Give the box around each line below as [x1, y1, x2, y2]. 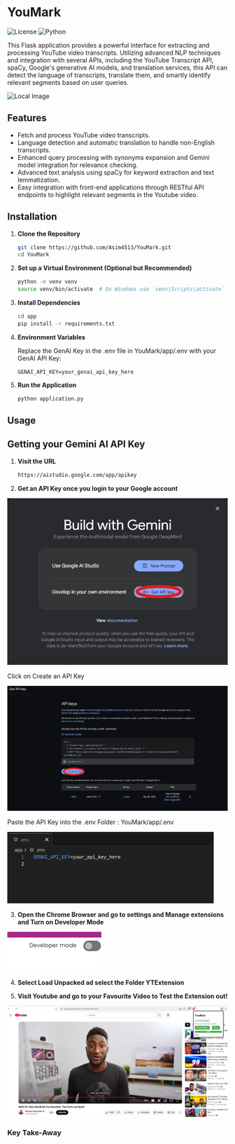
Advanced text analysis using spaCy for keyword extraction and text [17, 168, 215, 176]
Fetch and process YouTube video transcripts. [17, 130, 150, 139]
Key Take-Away [7, 1128, 62, 1138]
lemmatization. [17, 175, 60, 184]
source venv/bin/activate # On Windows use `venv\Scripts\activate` [17, 285, 225, 293]
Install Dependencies [17, 299, 80, 307]
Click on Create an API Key [7, 672, 85, 680]
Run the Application [17, 380, 77, 389]
